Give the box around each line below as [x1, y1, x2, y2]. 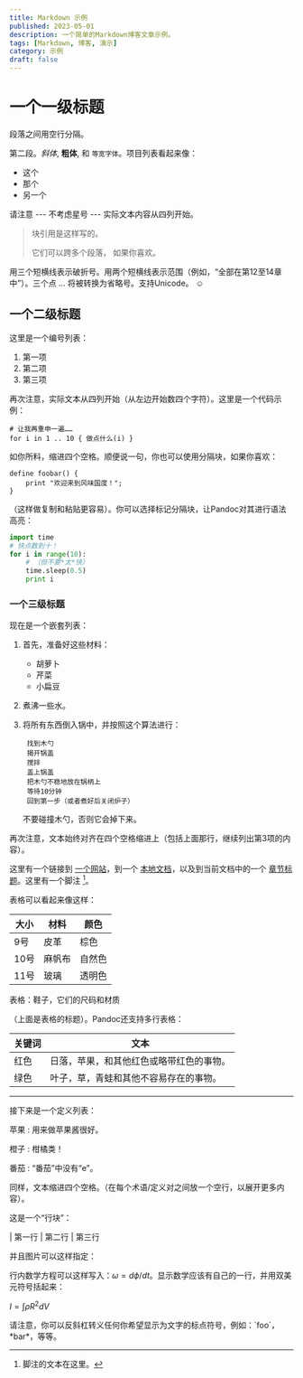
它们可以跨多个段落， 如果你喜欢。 [31, 247, 161, 258]
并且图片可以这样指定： [9, 1251, 96, 1261]
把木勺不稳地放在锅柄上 [26, 778, 101, 787]
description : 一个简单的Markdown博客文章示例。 [9, 30, 176, 39]
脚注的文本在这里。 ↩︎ [22, 1358, 104, 1369]
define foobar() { [9, 469, 78, 478]
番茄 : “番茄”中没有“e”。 [9, 1162, 98, 1173]
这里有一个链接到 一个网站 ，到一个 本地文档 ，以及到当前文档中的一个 [9, 864, 267, 875]
